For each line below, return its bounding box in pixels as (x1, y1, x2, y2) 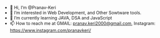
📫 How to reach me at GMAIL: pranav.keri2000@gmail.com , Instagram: (9, 20, 156, 26)
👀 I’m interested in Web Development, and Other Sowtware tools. (9, 10, 142, 16)
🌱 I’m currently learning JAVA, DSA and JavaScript (9, 15, 112, 20)
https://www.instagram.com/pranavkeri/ (9, 27, 91, 33)
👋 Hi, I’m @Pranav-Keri (9, 5, 57, 10)
